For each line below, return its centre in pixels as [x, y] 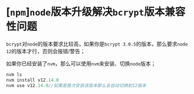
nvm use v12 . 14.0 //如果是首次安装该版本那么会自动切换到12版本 [76, 85]
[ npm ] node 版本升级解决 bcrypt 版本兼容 [96, 12]
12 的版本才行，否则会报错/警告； [46, 51]
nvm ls [14, 74]
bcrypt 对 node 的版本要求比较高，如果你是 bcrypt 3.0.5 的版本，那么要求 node [97, 44]
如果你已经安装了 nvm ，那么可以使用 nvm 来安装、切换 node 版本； [81, 63]
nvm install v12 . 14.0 [33, 80]
